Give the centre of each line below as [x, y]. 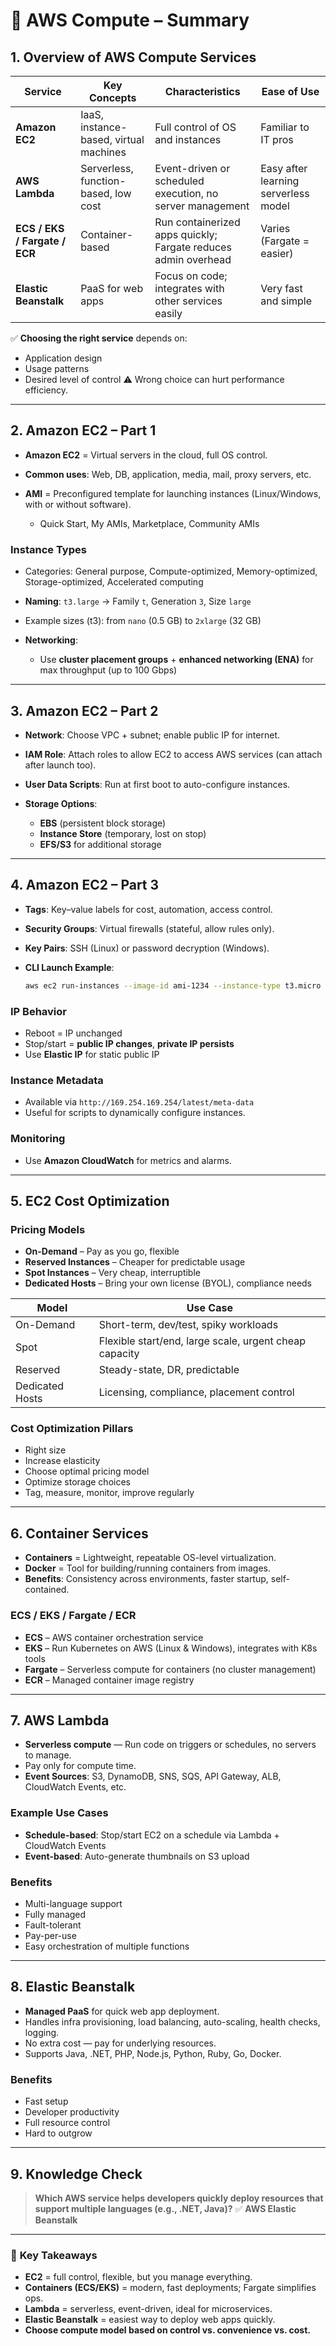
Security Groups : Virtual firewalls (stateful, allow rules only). [149, 928]
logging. [42, 2032]
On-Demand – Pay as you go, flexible [102, 1251]
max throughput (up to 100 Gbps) [108, 670]
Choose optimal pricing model [87, 1471]
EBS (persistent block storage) [103, 823]
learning [280, 181]
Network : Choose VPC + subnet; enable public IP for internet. [152, 735]
